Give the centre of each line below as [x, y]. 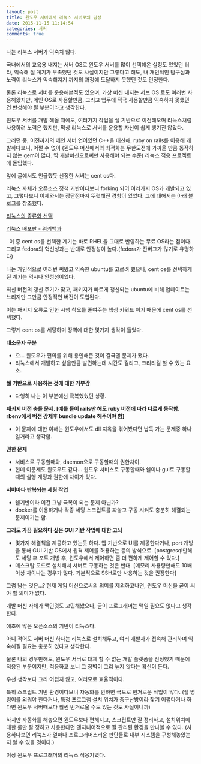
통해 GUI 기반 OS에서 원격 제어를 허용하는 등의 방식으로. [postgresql [102, 551]
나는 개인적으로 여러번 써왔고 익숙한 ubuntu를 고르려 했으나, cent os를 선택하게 [99, 269]
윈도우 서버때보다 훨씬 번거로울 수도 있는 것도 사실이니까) [84, 707]
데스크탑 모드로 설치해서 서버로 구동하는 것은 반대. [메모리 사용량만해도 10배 [103, 566]
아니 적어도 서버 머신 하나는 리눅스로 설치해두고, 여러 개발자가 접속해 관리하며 [97, 639]
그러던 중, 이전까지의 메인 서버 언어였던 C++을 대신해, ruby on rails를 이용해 [95, 140]
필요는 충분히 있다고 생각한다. [56, 646]
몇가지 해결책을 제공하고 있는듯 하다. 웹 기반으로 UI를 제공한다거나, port [99, 543]
